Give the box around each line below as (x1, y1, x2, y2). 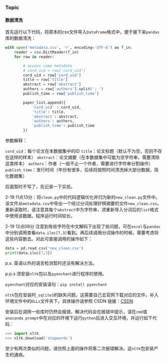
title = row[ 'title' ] (23, 77, 68, 82)
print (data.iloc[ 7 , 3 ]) (5, 250, 52, 255)
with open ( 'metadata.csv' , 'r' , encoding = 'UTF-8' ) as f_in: (5, 45, 133, 50)
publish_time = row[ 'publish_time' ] (23, 91, 99, 96)
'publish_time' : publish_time (31, 123, 95, 128)
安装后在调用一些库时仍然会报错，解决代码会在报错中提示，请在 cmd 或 (5, 308, 148, 315)
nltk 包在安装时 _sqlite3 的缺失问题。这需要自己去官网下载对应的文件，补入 (5, 292, 159, 298)
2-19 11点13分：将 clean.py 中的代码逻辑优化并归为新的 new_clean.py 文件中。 (5, 194, 161, 200)
